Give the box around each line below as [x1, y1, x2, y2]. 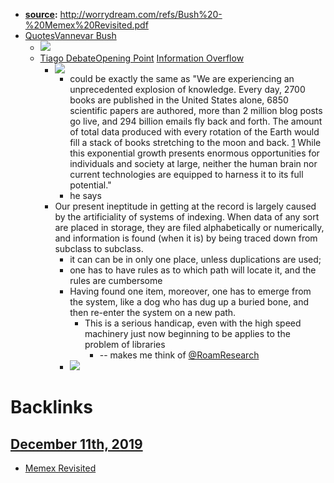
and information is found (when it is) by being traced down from [54, 232, 318, 244]
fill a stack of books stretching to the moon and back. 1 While [69, 137, 322, 148]
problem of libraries [84, 339, 166, 350]
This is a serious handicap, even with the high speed [84, 317, 302, 329]
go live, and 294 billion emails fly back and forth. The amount [69, 115, 323, 127]
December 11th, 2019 [10, 435, 143, 453]
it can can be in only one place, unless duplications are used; [69, 254, 322, 265]
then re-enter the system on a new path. [69, 307, 237, 318]
